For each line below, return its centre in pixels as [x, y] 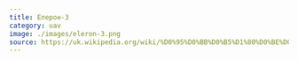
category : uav [35, 26]
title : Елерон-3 [39, 17]
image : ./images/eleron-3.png [65, 34]
